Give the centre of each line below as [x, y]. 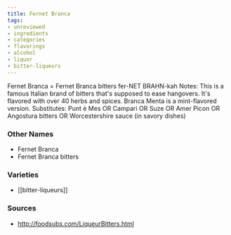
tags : [15, 20]
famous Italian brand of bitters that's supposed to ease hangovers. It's [109, 93]
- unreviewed [26, 27]
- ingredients [28, 33]
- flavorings [26, 46]
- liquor [20, 60]
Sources [22, 208]
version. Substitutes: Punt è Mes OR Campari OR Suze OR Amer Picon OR [114, 108]
